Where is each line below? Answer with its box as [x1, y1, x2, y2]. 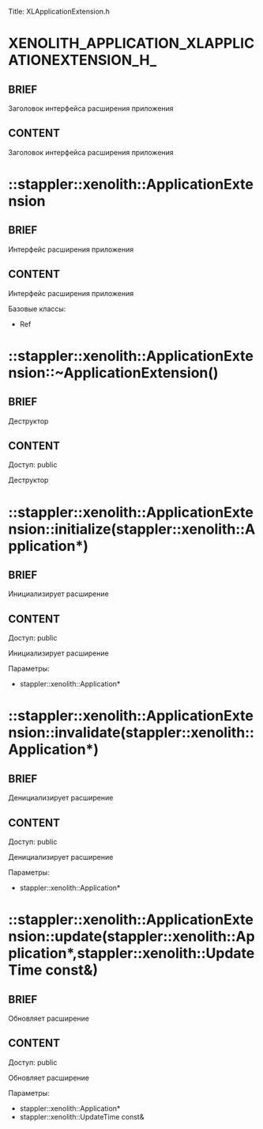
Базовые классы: [8, 304, 66, 314]
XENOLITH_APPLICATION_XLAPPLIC [8, 35, 255, 52]
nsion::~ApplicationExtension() [8, 363, 219, 382]
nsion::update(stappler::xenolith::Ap [8, 928, 255, 945]
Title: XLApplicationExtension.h [8, 7, 111, 16]
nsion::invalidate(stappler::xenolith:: [8, 724, 255, 742]
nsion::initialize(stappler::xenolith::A [8, 520, 256, 538]
